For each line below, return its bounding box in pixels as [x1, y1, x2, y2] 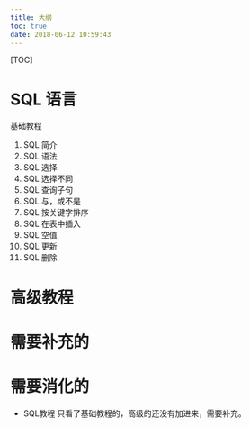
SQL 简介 [22, 140, 58, 150]
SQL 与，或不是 [22, 195, 82, 207]
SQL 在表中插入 [22, 218, 82, 230]
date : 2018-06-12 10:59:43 [10, 30, 112, 39]
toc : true [10, 22, 48, 31]
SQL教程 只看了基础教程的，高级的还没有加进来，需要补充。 [22, 407, 246, 419]
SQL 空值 [22, 230, 58, 241]
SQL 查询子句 [22, 185, 74, 195]
